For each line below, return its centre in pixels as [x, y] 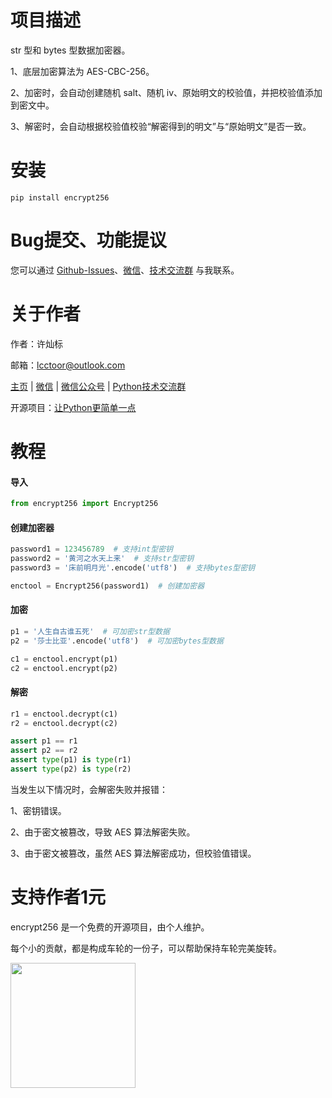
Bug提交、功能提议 [88, 240]
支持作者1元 [58, 897]
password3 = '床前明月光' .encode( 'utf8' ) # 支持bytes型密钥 [133, 567]
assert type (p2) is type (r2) [71, 769]
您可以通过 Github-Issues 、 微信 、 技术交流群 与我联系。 [125, 270]
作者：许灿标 [36, 343]
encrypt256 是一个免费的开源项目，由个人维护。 [110, 927]
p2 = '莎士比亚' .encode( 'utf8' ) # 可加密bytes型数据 [117, 641]
